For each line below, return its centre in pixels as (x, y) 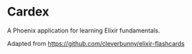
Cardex (28, 12)
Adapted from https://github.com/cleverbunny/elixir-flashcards (96, 43)
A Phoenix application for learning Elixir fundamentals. (84, 30)
